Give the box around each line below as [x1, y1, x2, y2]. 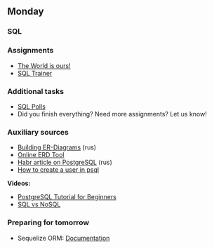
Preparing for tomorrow [7, 217, 90, 227]
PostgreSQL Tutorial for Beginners [17, 193, 117, 201]
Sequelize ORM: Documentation [17, 234, 110, 242]
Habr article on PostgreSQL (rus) [17, 158, 112, 167]
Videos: [7, 179, 31, 188]
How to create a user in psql [17, 166, 100, 174]
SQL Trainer [17, 69, 53, 77]
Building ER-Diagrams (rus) [17, 143, 97, 152]
